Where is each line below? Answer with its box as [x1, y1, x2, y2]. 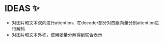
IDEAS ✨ [4, 3, 40, 14]
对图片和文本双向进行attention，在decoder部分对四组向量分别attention [11, 20, 155, 26]
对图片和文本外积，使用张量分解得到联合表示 [11, 32, 103, 38]
